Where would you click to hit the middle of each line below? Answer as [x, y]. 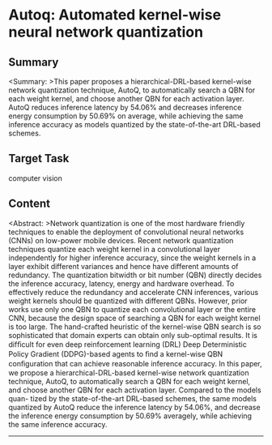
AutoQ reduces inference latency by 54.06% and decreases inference [125, 107]
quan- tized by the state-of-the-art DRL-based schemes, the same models [133, 398]
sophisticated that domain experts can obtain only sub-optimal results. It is [133, 335]
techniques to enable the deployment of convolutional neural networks [126, 232]
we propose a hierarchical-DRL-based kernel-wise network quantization [129, 372]
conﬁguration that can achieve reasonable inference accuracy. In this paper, [136, 363]
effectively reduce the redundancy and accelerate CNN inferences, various [134, 292]
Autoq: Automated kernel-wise [115, 15]
